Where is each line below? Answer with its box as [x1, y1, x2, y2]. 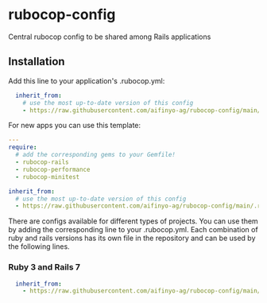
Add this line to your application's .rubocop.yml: [8, 76, 165, 85]
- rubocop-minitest [15, 173, 80, 181]
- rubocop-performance [15, 165, 91, 173]
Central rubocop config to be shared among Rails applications [8, 32, 211, 41]
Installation [8, 55, 65, 68]
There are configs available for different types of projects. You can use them [8, 216, 258, 226]
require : [8, 143, 37, 152]
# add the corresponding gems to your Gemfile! [15, 151, 176, 159]
